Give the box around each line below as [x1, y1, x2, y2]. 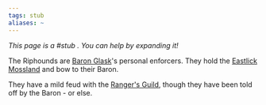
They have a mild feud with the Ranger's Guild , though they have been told [8, 80, 253, 89]
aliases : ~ [8, 19, 44, 27]
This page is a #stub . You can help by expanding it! [8, 40, 179, 50]
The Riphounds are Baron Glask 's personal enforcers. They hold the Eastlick [8, 56, 258, 66]
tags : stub [8, 11, 44, 20]
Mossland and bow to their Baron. [8, 64, 119, 73]
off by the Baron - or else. [8, 88, 93, 97]
